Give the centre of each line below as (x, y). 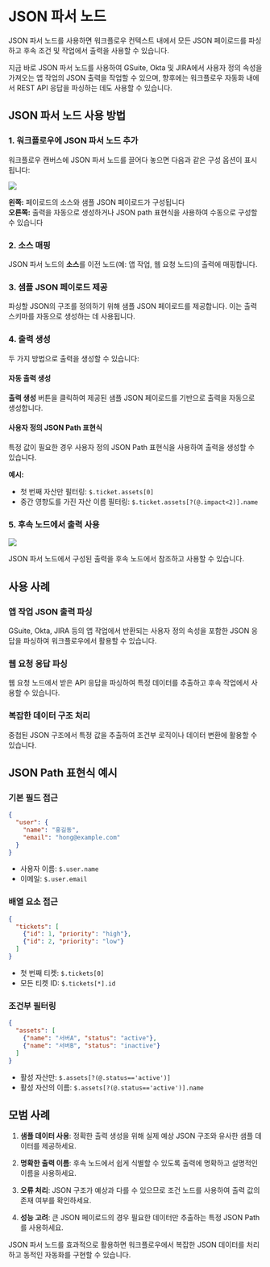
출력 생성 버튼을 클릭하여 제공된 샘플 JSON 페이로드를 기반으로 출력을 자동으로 (132, 398)
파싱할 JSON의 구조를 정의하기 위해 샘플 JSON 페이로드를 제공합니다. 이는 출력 (133, 306)
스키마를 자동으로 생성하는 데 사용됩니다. (72, 316)
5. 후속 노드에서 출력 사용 (54, 524)
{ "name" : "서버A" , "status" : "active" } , (90, 1038)
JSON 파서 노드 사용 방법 (67, 116)
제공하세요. (59, 1146)
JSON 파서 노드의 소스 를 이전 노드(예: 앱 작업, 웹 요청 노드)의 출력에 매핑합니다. (133, 264)
